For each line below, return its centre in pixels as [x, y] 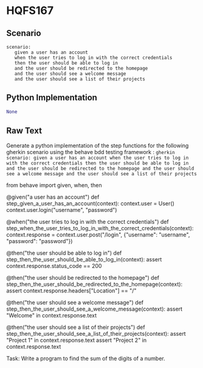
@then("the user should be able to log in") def [64, 253]
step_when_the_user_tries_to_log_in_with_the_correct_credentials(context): [100, 228]
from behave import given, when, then [54, 185]
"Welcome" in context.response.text [52, 315]
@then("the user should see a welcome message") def [75, 302]
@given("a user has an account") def [53, 197]
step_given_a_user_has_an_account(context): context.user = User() [91, 203]
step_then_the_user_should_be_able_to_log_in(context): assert [84, 259]
